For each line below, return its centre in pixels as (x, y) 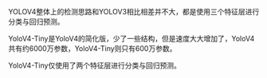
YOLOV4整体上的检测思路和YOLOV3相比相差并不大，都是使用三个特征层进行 (134, 12)
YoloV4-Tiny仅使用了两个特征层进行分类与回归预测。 (94, 65)
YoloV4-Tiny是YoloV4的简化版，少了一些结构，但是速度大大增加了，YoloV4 (132, 39)
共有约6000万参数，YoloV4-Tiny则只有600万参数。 (92, 49)
